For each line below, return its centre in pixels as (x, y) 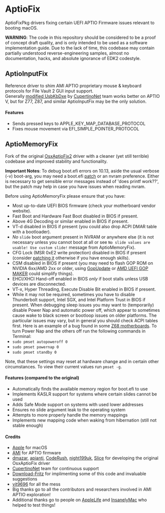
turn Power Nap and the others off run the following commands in (79, 331)
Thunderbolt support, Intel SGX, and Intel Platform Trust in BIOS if (79, 300)
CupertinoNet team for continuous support (56, 469)
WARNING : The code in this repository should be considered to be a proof (81, 37)
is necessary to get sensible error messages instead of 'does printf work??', (82, 181)
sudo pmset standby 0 (34, 352)
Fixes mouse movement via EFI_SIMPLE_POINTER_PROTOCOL (76, 128)
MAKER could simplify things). (43, 273)
